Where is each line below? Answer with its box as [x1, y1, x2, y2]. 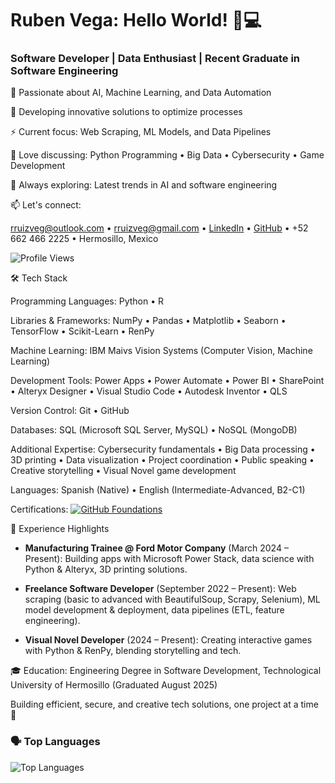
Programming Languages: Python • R [10, 295, 164, 307]
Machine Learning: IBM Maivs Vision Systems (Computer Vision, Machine [10, 345, 313, 357]
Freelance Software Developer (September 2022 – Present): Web [24, 583, 297, 595]
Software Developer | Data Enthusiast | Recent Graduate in [10, 52, 301, 66]
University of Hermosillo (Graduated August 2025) [10, 679, 218, 691]
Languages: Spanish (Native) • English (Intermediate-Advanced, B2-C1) [10, 484, 306, 496]
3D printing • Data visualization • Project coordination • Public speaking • [10, 454, 315, 466]
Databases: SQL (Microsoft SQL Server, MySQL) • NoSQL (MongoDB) [10, 424, 298, 436]
